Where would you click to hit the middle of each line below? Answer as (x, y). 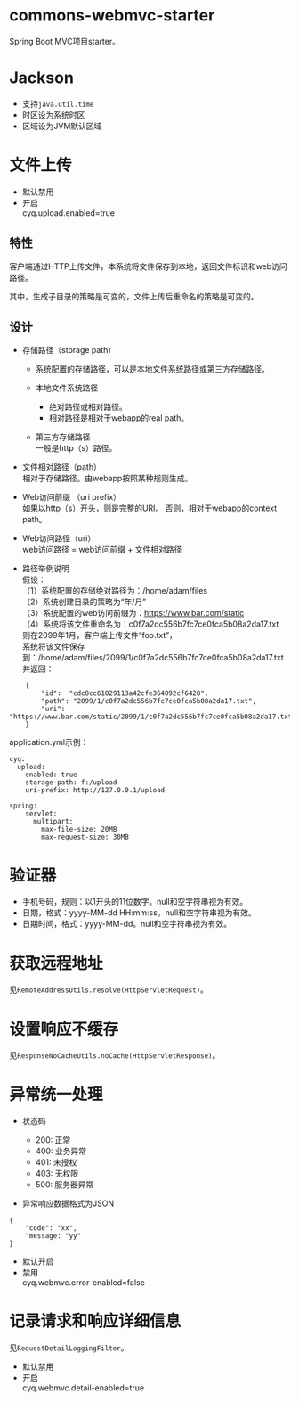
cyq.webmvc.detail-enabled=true (83, 1388)
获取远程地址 (57, 963)
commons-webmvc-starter (112, 16)
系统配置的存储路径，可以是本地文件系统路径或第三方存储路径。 (152, 369)
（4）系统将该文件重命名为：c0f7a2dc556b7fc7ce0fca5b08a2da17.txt (150, 624)
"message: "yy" (53, 1236)
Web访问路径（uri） (59, 538)
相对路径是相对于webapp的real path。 (119, 418)
